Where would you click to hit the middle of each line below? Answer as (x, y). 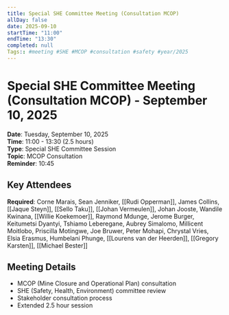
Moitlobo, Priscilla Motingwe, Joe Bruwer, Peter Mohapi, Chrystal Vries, (108, 230)
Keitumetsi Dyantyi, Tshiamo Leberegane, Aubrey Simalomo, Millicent (105, 224)
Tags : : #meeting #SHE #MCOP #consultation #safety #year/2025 (98, 52)
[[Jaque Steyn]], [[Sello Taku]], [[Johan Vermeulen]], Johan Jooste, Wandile (115, 209)
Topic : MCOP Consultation (45, 156)
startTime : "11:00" (35, 33)
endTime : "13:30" (32, 39)
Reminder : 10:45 (31, 163)
